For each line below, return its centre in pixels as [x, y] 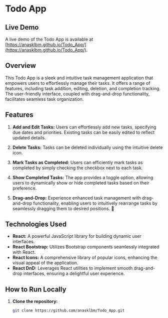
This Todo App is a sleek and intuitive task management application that [79, 78]
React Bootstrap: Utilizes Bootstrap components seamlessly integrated [86, 247]
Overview [21, 66]
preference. [24, 188]
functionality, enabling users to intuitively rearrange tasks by [95, 203]
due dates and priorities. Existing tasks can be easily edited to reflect [83, 132]
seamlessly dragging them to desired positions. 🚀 [63, 208]
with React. [24, 252]
